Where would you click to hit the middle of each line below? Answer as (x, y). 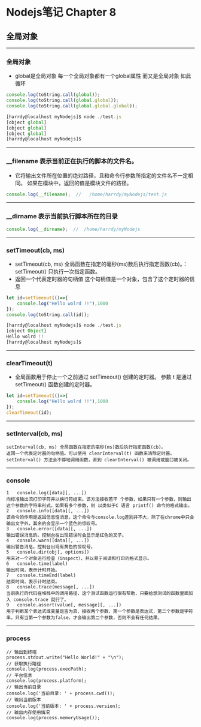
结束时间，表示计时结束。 (33, 582)
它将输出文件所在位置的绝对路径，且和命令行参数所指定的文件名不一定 (101, 175)
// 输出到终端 (22, 652)
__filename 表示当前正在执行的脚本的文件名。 (72, 161)
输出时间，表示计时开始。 (33, 570)
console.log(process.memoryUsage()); (53, 717)
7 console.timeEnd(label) (41, 576)
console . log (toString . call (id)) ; (48, 315)
